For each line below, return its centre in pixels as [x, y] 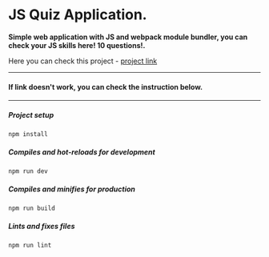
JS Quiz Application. [78, 15]
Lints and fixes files [42, 226]
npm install [28, 135]
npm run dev [28, 171]
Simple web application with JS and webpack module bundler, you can [128, 37]
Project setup [31, 114]
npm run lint [30, 246]
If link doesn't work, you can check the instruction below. [106, 86]
